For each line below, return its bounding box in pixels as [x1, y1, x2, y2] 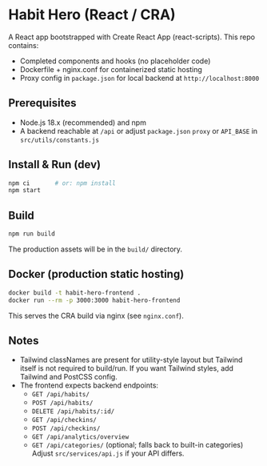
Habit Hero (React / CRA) [8, 6, 176, 24]
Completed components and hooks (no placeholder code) [19, 56, 211, 66]
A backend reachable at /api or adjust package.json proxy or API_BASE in [19, 126, 258, 135]
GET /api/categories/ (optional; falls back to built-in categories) [31, 440, 244, 450]
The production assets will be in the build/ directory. [8, 244, 182, 254]
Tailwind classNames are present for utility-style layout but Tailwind [19, 355, 243, 365]
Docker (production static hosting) [8, 267, 185, 281]
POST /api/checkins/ [31, 424, 101, 433]
